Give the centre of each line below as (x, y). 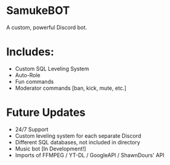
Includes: (30, 52)
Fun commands (34, 81)
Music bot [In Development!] (51, 149)
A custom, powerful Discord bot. (47, 27)
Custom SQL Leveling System (52, 69)
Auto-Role (28, 75)
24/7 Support (31, 129)
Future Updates (46, 113)
